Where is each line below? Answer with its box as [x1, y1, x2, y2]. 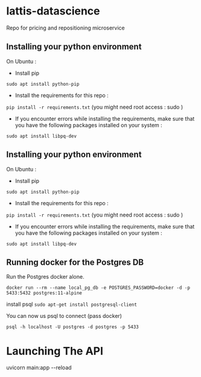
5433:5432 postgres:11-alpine [6, 290, 83, 296]
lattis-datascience [6, 4, 100, 18]
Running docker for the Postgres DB [6, 257, 144, 267]
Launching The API [6, 344, 104, 358]
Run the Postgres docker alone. [6, 273, 85, 280]
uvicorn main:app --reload [6, 364, 72, 372]
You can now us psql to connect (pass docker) [6, 312, 123, 320]
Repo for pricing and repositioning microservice [6, 24, 125, 31]
